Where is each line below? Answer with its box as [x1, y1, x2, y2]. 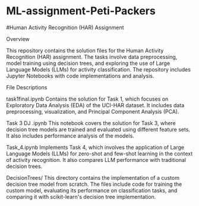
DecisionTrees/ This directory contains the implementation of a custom [6, 174, 180, 181]
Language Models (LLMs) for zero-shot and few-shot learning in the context [6, 150, 193, 157]
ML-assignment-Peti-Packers [6, 4, 156, 18]
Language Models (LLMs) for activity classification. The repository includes [6, 65, 191, 73]
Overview [6, 35, 30, 42]
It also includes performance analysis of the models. [6, 132, 135, 139]
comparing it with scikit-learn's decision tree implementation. [6, 193, 156, 200]
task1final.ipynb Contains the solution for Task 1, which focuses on [6, 95, 169, 102]
